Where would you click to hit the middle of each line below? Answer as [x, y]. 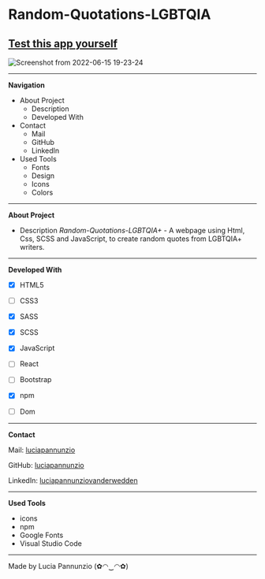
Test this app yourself [63, 44]
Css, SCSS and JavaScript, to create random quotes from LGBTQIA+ [131, 239]
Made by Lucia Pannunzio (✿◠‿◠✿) [68, 566]
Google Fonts [41, 535]
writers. [32, 247]
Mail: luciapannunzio [42, 450]
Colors [42, 192]
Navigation [26, 85]
